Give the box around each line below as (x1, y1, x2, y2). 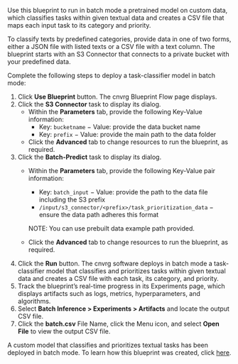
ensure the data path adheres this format (38, 211, 159, 219)
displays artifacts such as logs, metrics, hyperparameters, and (17, 289, 201, 297)
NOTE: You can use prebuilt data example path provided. (28, 224, 195, 233)
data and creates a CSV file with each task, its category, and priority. (17, 275, 219, 282)
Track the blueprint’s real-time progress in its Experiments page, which (17, 282, 225, 290)
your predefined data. (7, 57, 71, 66)
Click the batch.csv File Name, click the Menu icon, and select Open (17, 319, 220, 328)
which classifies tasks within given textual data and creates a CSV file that (7, 13, 225, 22)
